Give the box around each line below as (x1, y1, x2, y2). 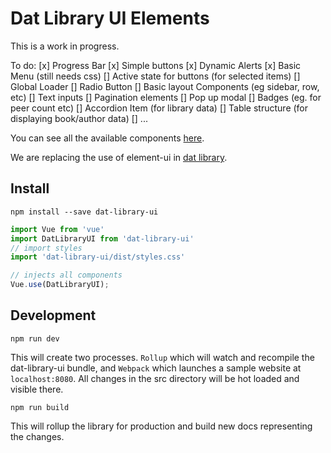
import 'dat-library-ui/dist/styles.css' (10, 252, 186, 262)
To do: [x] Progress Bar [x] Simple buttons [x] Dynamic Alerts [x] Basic (10, 59, 302, 71)
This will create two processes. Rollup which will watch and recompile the (10, 351, 315, 363)
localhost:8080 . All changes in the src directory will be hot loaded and (10, 372, 300, 384)
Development (10, 307, 97, 324)
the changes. (10, 430, 65, 442)
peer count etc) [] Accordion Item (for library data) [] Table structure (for (10, 102, 309, 114)
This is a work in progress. (10, 40, 120, 52)
